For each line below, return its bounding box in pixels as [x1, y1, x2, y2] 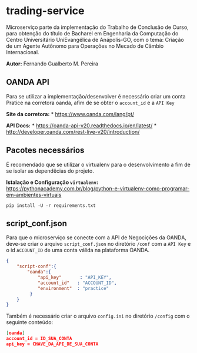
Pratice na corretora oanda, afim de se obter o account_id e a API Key [6, 99, 175, 106]
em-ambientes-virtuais [6, 191, 62, 198]
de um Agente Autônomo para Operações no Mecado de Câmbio [6, 42, 164, 50]
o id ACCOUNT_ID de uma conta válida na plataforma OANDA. [6, 246, 150, 254]
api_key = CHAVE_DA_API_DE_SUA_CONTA [6, 341, 99, 347]
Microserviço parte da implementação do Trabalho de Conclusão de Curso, [6, 24, 189, 31]
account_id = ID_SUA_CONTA [6, 336, 72, 342]
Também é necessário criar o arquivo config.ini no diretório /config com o [6, 312, 190, 319]
